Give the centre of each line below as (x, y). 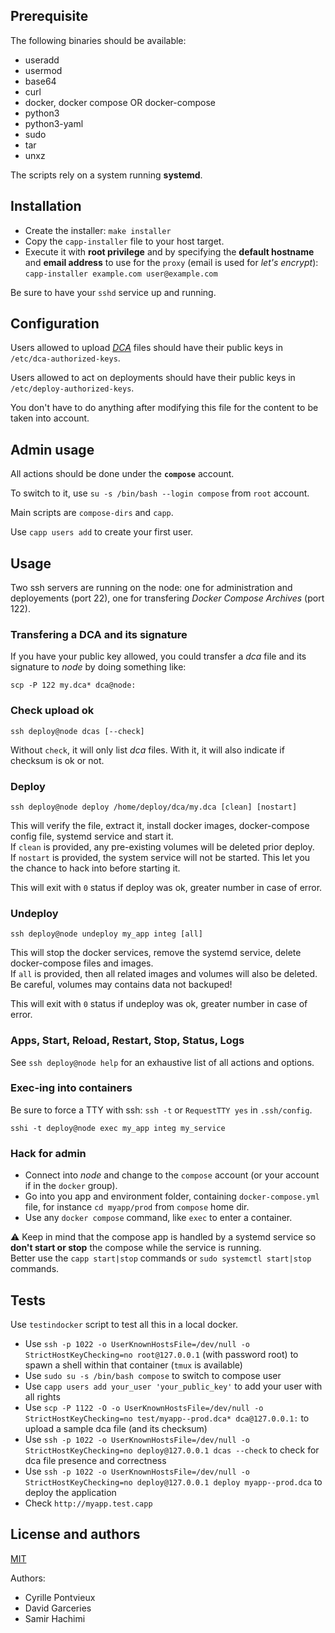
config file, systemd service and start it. (92, 836)
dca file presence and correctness (95, 1460)
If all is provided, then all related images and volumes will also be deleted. (164, 974)
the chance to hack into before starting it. (95, 868)
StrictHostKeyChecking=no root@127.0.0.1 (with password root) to (161, 1354)
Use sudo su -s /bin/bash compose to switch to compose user (153, 1375)
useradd (42, 60)
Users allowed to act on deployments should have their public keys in (153, 378)
